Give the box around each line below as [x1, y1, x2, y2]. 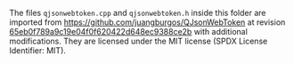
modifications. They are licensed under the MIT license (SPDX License [9, 35, 268, 46]
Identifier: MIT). [9, 45, 67, 56]
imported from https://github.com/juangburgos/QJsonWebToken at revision [9, 17, 286, 28]
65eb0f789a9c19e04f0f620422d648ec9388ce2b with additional [9, 27, 248, 36]
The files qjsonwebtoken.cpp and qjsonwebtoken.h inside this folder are [9, 8, 266, 18]
